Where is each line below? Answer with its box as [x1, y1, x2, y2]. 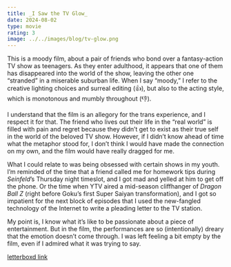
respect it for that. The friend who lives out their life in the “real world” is [7, 118, 212, 126]
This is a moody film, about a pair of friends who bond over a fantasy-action [7, 54, 223, 63]
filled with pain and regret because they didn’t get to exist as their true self [7, 125, 219, 133]
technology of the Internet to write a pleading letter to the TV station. [7, 204, 203, 213]
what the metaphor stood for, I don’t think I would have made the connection [7, 140, 224, 148]
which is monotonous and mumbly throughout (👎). [7, 94, 152, 103]
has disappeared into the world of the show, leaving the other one [7, 70, 194, 78]
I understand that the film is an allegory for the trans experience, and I [7, 111, 205, 119]
